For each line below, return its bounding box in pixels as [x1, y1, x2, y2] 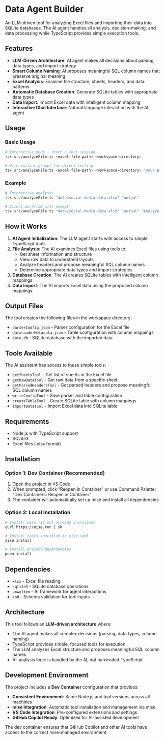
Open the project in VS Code [12, 481, 71, 487]
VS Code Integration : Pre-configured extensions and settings [12, 709, 137, 715]
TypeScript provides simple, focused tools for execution [12, 641, 126, 647]
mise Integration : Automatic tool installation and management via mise [12, 704, 156, 710]
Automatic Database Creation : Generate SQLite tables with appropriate [12, 89, 158, 94]
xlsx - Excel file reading [12, 578, 61, 584]
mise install [5, 538, 32, 543]
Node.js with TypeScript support [12, 430, 78, 436]
